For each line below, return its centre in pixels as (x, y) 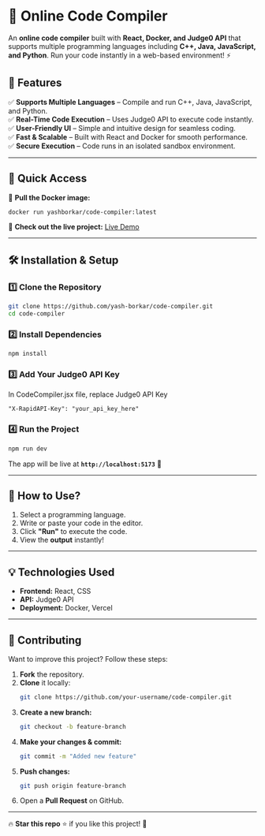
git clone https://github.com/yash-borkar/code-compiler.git (111, 307)
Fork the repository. (52, 674)
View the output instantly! (62, 540)
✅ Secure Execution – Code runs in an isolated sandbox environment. (122, 146)
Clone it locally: (45, 682)
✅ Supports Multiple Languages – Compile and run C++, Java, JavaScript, (130, 102)
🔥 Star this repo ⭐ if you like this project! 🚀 (78, 824)
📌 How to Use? (45, 496)
